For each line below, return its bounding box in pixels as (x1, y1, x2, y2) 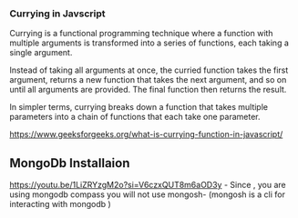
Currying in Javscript (9, 7, 107, 20)
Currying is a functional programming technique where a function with (9, 28, 273, 39)
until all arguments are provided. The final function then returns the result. (9, 84, 287, 95)
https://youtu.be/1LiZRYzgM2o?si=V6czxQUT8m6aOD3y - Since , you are (9, 180, 287, 191)
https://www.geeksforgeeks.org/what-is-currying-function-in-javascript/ (9, 129, 283, 140)
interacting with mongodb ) (9, 199, 111, 210)
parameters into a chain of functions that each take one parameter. (9, 112, 262, 123)
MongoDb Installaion (9, 155, 130, 171)
